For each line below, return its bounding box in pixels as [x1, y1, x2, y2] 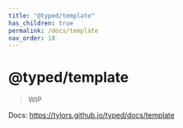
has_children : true [8, 19, 74, 27]
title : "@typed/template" [8, 11, 95, 20]
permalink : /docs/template [8, 26, 99, 34]
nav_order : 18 [8, 34, 56, 42]
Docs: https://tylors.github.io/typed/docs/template [8, 110, 175, 120]
